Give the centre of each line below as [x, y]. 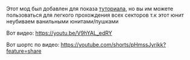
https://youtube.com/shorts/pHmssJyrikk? [113, 45]
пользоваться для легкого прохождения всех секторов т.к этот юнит [95, 15]
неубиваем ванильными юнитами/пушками [62, 21]
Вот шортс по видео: [33, 45]
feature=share [24, 51]
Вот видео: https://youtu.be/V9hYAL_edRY [59, 33]
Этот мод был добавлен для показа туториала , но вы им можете [90, 9]
